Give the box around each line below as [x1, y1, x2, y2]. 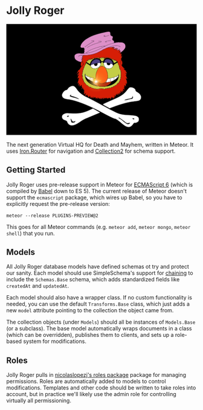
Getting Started [6, 165, 66, 175]
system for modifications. [23, 338, 86, 345]
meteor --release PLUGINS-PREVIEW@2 [6, 213, 98, 219]
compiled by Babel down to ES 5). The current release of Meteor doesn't [6, 187, 187, 194]
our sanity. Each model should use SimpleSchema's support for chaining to [6, 269, 193, 277]
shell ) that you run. [6, 229, 56, 237]
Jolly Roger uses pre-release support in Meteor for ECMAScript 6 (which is [6, 181, 193, 188]
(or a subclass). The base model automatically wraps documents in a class [6, 325, 192, 332]
